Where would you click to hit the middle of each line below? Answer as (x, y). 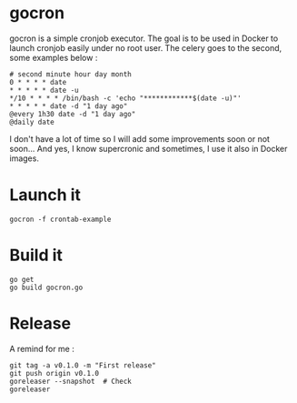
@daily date (32, 122)
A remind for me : (42, 348)
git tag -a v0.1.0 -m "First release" (83, 365)
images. (24, 158)
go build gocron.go (46, 287)
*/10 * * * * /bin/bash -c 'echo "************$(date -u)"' (126, 98)
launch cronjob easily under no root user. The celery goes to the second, (146, 47)
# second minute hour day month (70, 74)
